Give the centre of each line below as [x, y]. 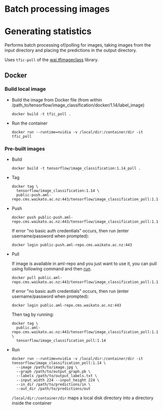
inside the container [32, 403]
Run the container [30, 123]
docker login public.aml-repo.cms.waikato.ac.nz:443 [66, 306]
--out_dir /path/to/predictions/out [53, 389]
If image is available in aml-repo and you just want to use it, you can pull [84, 264]
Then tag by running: [33, 314]
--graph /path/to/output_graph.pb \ [53, 372]
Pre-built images [25, 149]
